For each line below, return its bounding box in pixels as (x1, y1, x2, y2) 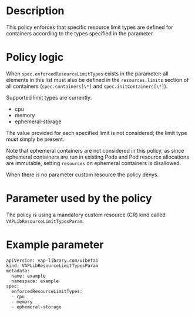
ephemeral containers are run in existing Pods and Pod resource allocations (6, 153, 190, 160)
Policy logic (6, 51, 64, 64)
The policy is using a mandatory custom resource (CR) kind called (6, 211, 166, 218)
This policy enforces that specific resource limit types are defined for (6, 24, 173, 31)
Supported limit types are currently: (6, 94, 92, 101)
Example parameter (6, 238, 104, 251)
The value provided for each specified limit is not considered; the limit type (6, 129, 187, 136)
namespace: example (11, 278, 59, 284)
